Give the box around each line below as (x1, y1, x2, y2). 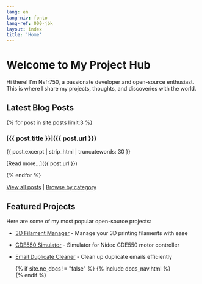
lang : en (6, 9, 29, 15)
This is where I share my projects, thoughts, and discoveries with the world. (6, 85, 197, 92)
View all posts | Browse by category (6, 184, 96, 191)
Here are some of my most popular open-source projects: (6, 217, 151, 225)
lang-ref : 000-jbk (6, 20, 53, 26)
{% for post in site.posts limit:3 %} (6, 119, 93, 126)
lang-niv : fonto (6, 15, 48, 21)
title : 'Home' (6, 32, 43, 38)
